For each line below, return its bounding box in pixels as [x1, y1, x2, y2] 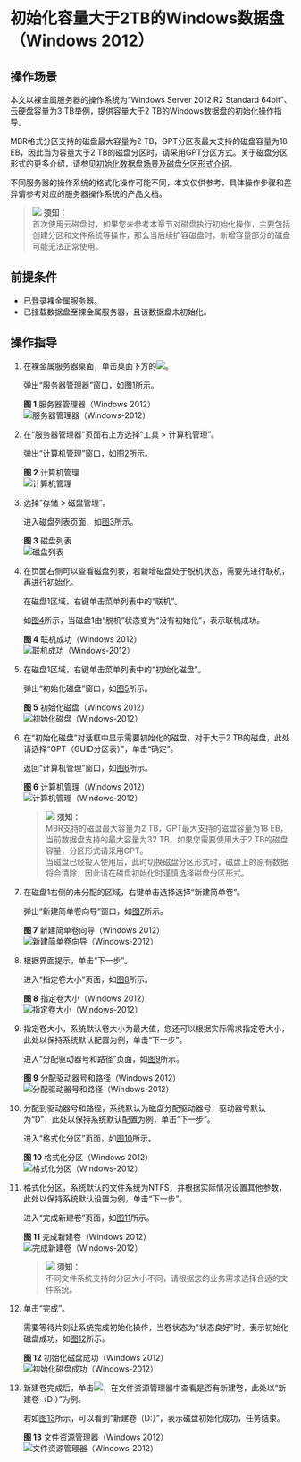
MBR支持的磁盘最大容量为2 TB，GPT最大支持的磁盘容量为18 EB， [45, 823, 288, 834]
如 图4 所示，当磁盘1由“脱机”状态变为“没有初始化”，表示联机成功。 [22, 614, 265, 625]
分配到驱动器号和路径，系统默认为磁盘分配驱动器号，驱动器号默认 [22, 1102, 266, 1113]
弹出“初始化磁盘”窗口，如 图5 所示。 [22, 682, 153, 694]
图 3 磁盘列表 [22, 534, 72, 546]
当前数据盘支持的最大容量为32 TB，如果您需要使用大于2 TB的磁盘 [45, 834, 288, 844]
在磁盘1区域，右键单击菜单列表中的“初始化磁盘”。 [22, 663, 206, 674]
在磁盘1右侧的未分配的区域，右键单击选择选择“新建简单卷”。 [22, 886, 245, 897]
